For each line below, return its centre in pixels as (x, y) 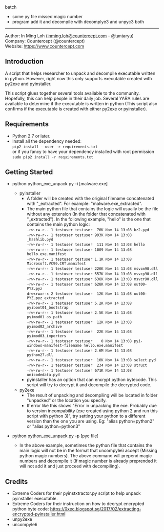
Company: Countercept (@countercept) (45, 41)
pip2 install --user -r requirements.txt (55, 147)
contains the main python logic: (58, 224)
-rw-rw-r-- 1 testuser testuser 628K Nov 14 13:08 (79, 285)
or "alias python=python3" (53, 426)
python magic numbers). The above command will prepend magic (86, 456)
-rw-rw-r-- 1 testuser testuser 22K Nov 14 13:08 (79, 332)
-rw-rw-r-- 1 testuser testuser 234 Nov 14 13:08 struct (87, 366)
